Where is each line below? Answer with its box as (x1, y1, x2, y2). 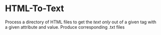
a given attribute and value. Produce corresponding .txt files (5, 24, 125, 30)
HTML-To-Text (5, 3, 64, 14)
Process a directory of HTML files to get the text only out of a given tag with (5, 19, 157, 25)
